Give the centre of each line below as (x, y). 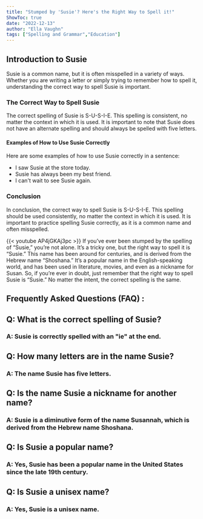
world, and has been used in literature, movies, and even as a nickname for (100, 266)
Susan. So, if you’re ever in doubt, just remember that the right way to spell (100, 273)
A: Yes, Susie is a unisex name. (53, 509)
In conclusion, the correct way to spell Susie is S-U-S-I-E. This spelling (95, 210)
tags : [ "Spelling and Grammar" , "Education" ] (63, 35)
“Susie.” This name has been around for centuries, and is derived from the (99, 253)
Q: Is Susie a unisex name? (58, 492)
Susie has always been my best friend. (63, 174)
